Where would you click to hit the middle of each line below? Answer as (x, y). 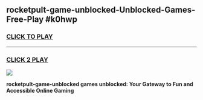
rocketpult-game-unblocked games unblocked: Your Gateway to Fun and (100, 84)
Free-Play (25, 20)
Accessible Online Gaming (40, 90)
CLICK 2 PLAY (27, 59)
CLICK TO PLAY (30, 37)
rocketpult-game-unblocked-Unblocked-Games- (101, 10)
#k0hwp (61, 20)
